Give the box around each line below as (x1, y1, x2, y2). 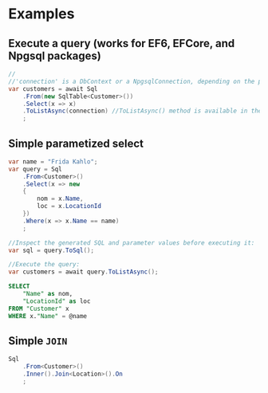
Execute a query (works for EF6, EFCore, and (8, 37, 235, 50)
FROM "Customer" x (8, 305, 69, 312)
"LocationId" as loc (22, 297, 91, 305)
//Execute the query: (8, 261, 81, 269)
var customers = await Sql (8, 84, 98, 92)
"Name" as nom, (22, 290, 73, 298)
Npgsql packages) (8, 49, 101, 62)
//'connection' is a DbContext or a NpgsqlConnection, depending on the (8, 77, 255, 85)
